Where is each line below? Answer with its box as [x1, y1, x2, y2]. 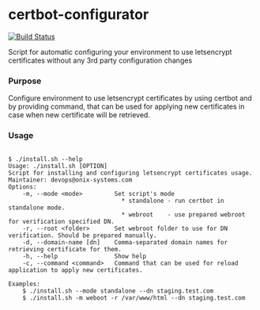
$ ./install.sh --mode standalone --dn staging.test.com [22, 287, 214, 295]
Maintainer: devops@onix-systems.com [8, 176, 133, 184]
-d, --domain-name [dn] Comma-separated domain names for [22, 238, 228, 247]
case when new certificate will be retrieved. [8, 110, 150, 120]
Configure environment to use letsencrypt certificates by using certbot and [8, 94, 253, 103]
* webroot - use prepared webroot [121, 210, 246, 219]
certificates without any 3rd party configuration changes [8, 55, 193, 65]
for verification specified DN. [8, 217, 115, 225]
